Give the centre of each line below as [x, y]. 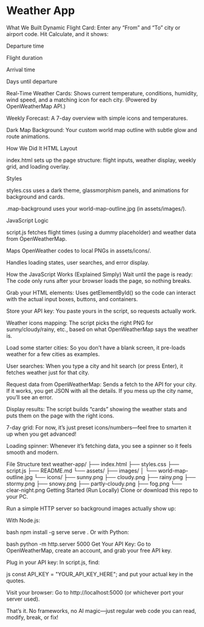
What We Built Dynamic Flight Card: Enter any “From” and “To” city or [93, 28]
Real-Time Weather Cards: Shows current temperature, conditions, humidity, [102, 93]
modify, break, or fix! [33, 617]
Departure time [25, 46]
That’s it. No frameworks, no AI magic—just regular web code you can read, [101, 610]
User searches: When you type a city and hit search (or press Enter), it [95, 366]
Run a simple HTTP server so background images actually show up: [91, 508]
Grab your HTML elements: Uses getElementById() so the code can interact [101, 292]
